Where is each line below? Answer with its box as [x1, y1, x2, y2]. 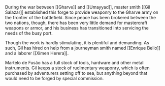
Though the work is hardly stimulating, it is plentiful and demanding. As [5, 40, 149, 46]
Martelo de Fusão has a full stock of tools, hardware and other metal [5, 60, 144, 65]
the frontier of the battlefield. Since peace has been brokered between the [5, 15, 156, 20]
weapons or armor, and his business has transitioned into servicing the [5, 25, 149, 31]
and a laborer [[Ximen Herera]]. [5, 50, 69, 56]
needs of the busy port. [5, 30, 53, 36]
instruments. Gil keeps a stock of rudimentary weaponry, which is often [5, 65, 150, 71]
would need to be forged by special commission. [5, 76, 104, 81]
